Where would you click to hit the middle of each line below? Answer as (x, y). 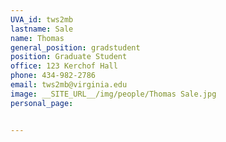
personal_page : (42, 103)
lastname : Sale (42, 29)
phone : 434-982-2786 (53, 76)
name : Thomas (37, 38)
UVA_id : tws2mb (42, 19)
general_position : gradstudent (75, 47)
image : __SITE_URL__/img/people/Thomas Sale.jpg (113, 94)
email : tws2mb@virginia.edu (69, 85)
